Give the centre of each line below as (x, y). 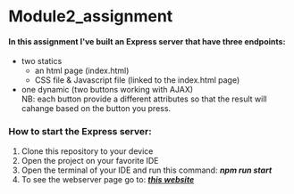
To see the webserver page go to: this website (108, 179)
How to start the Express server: (80, 132)
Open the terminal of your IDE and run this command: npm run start (147, 170)
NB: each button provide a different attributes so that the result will (144, 99)
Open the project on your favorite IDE (90, 160)
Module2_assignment (91, 16)
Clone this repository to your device (87, 151)
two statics (42, 61)
